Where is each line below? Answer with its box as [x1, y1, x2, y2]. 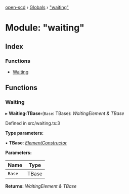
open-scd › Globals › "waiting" [5, 5, 69, 10]
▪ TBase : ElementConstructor [5, 139, 67, 146]
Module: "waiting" [5, 22, 85, 33]
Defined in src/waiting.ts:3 [5, 120, 60, 126]
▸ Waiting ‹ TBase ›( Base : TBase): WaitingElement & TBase [5, 110, 124, 116]
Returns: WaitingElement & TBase [5, 183, 77, 189]
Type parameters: [5, 130, 44, 136]
